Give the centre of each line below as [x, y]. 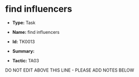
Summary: [23, 51]
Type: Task [24, 23]
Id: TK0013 [23, 41]
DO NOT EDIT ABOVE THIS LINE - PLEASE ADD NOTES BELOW [70, 70]
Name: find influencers [36, 32]
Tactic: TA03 [26, 60]
